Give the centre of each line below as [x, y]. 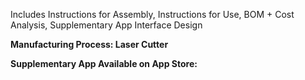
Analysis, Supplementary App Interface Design [106, 25]
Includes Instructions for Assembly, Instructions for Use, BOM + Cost [152, 14]
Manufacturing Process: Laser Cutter [89, 44]
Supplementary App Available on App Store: [104, 63]
